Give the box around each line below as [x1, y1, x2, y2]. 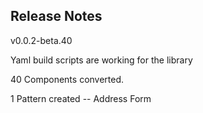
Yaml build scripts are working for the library [10, 54, 193, 66]
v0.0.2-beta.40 [10, 34, 73, 46]
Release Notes [10, 8, 103, 25]
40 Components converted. [10, 73, 125, 85]
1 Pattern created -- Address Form [10, 92, 152, 104]
